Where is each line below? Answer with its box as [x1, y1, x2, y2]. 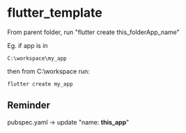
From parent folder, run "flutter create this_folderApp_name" [7, 28, 180, 36]
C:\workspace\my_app [7, 54, 68, 62]
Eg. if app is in [7, 41, 48, 49]
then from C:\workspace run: [7, 67, 91, 75]
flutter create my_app [7, 80, 73, 88]
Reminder [7, 100, 51, 111]
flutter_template [7, 5, 102, 21]
